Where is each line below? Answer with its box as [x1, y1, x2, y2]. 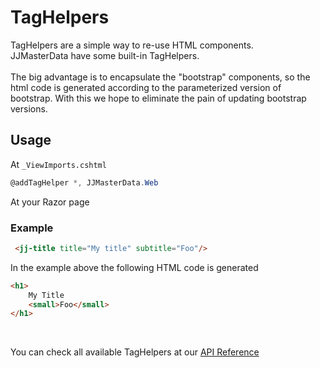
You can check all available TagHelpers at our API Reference [10, 346, 260, 358]
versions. [10, 102, 48, 115]
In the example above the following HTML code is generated [10, 261, 259, 273]
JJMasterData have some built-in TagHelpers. [10, 49, 200, 61]
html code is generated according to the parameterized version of [10, 81, 282, 93]
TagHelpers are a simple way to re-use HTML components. [10, 39, 254, 51]
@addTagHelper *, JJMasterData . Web [10, 177, 159, 188]
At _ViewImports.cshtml [10, 158, 107, 170]
